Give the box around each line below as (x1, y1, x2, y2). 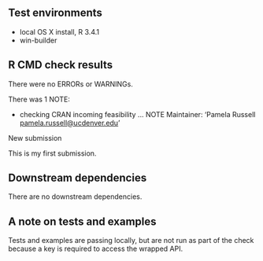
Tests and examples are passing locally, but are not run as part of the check (8, 236, 254, 245)
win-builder (19, 35, 57, 45)
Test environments (8, 6, 102, 20)
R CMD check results (8, 58, 113, 72)
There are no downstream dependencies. (8, 192, 143, 201)
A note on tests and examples (8, 215, 157, 228)
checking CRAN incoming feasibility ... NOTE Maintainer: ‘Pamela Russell (19, 109, 256, 119)
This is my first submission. (8, 149, 97, 158)
